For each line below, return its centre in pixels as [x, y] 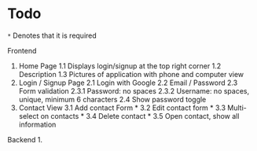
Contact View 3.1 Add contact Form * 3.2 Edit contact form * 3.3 [122, 108]
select [29, 116]
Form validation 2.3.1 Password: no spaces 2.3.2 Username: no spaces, [134, 90]
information [37, 124]
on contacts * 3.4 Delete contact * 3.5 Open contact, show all [140, 116]
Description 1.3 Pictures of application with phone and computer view [131, 74]
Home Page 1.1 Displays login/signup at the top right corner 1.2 [120, 66]
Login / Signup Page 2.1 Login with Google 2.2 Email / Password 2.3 [128, 83]
